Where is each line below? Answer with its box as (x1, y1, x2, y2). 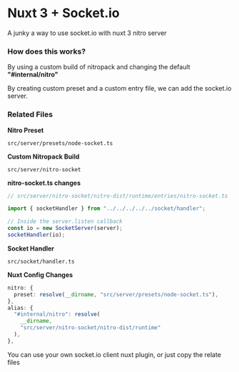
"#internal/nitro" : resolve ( (14, 311, 101, 318)
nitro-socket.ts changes (7, 179, 81, 187)
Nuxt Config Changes (7, 270, 73, 279)
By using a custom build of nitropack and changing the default (7, 63, 190, 71)
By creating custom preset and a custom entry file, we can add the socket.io (7, 84, 232, 93)
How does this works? (7, 46, 86, 56)
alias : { (7, 304, 34, 311)
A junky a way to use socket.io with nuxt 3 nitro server (7, 29, 167, 37)
